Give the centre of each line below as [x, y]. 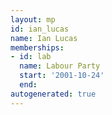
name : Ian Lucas [44, 38]
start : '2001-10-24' [62, 76]
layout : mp [33, 19]
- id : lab [31, 57]
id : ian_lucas [40, 29]
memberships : [37, 47]
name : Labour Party [60, 66]
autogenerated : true [53, 94]
